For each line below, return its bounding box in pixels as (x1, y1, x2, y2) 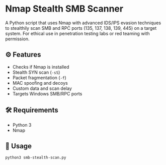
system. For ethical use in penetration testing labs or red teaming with (5, 30, 150, 36)
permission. (5, 36, 30, 42)
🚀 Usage (5, 142, 32, 150)
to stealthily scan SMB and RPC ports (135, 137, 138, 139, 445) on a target (5, 25, 157, 31)
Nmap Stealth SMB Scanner (5, 3, 124, 15)
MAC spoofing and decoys (12, 80, 68, 86)
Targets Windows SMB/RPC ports (12, 90, 82, 96)
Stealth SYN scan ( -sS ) (12, 69, 60, 75)
